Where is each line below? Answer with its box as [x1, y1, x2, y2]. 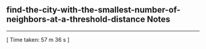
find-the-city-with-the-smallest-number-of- [6, 5, 181, 15]
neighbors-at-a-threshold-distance [6, 15, 145, 25]
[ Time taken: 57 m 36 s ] [6, 36, 70, 43]
